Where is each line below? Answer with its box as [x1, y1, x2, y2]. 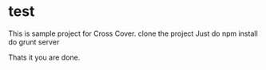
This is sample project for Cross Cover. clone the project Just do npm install [8, 29, 258, 38]
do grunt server [8, 37, 60, 46]
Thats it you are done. [8, 52, 81, 62]
